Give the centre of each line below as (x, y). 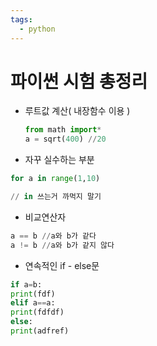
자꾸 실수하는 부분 (59, 160)
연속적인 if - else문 (62, 265)
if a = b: (26, 284)
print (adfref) (40, 331)
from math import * (63, 130)
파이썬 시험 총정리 (79, 81)
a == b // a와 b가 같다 (53, 236)
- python (37, 29)
